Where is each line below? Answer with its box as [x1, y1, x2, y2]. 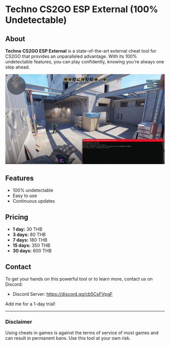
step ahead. [5, 64, 30, 70]
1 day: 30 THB [12, 226, 42, 233]
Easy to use [12, 193, 37, 199]
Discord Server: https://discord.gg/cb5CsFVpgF [12, 291, 113, 297]
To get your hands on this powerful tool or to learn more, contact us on [5, 276, 153, 282]
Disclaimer [5, 318, 32, 325]
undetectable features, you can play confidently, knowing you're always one [5, 59, 164, 64]
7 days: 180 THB [12, 237, 48, 243]
